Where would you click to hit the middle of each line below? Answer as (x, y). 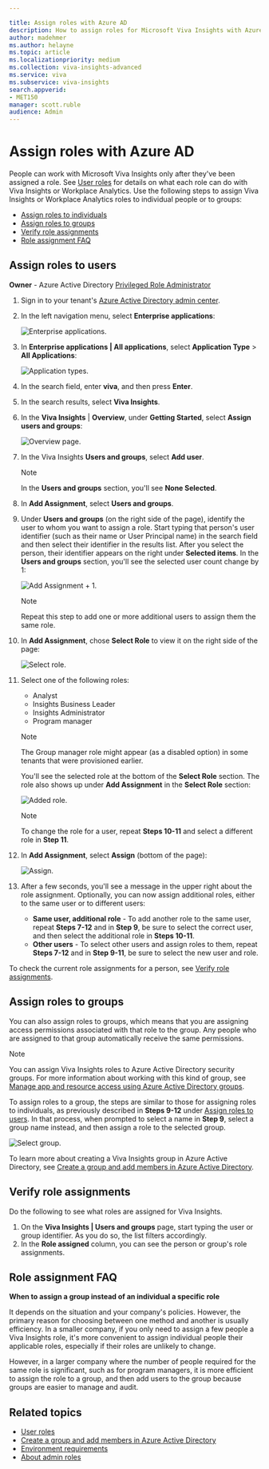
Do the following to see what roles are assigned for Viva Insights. (116, 1211)
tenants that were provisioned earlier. (82, 761)
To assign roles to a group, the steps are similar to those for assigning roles (133, 1102)
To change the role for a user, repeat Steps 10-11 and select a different (137, 831)
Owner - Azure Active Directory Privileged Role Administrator (110, 284)
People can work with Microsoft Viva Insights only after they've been (122, 174)
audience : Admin (36, 112)
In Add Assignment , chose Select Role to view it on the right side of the (139, 640)
